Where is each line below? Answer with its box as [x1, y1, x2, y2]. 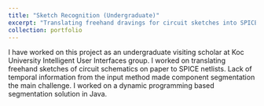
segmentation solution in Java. [8, 90, 108, 99]
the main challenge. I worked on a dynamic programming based [8, 81, 214, 90]
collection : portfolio [8, 26, 82, 34]
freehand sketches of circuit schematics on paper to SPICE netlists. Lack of [8, 64, 253, 74]
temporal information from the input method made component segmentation [8, 72, 255, 82]
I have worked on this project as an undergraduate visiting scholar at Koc [8, 48, 245, 57]
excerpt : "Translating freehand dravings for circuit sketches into [8, 19, 237, 27]
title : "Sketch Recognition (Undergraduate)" [8, 11, 159, 20]
